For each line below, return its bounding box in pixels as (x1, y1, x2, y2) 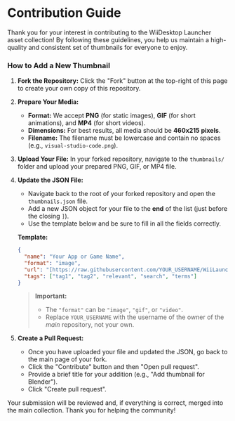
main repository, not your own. (45, 320, 135, 329)
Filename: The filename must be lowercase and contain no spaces (27, 134, 221, 142)
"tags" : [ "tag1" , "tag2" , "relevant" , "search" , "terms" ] (24, 273, 198, 280)
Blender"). (27, 377, 58, 386)
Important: (34, 292, 67, 300)
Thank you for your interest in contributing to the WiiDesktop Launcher (7, 28, 212, 37)
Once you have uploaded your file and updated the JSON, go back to (27, 348, 228, 356)
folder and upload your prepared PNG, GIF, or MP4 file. (17, 162, 177, 171)
